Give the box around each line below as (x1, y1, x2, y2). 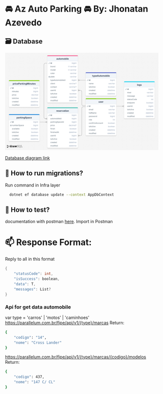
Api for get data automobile (5, 303, 72, 310)
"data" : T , (14, 282, 36, 287)
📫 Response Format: (5, 237, 92, 248)
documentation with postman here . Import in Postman (5, 219, 113, 225)
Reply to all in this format (5, 256, 55, 262)
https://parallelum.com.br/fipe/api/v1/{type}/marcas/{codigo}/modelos (5, 354, 146, 360)
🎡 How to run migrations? (5, 169, 84, 178)
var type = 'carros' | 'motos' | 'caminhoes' (5, 314, 90, 320)
